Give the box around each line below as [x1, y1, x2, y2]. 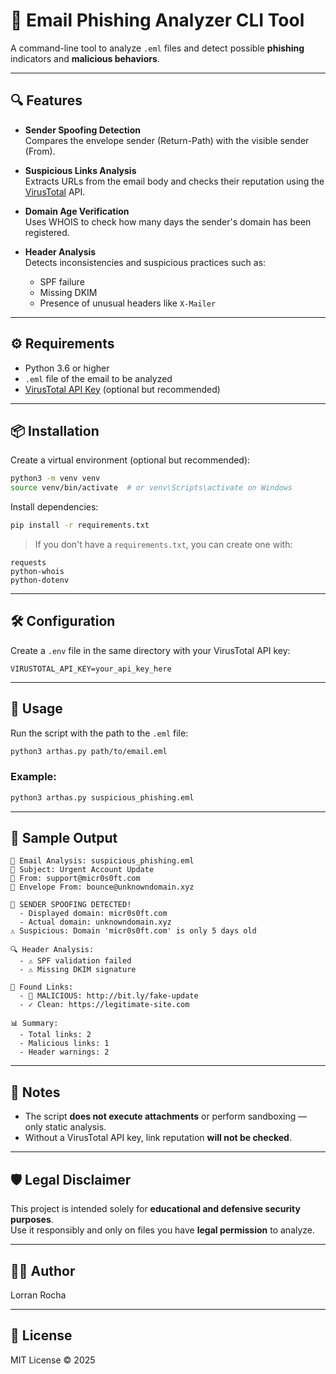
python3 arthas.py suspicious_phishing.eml [10, 792, 195, 803]
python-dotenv [10, 575, 70, 585]
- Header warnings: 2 [19, 1047, 110, 1058]
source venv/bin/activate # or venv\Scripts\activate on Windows [10, 483, 293, 493]
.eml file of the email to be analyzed [24, 372, 173, 384]
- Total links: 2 [19, 1030, 92, 1040]
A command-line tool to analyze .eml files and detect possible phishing [10, 42, 305, 54]
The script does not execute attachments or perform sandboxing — [24, 1110, 308, 1123]
